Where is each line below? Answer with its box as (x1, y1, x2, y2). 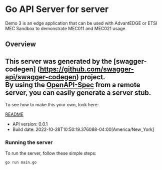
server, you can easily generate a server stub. (5, 88, 151, 97)
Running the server (5, 139, 53, 146)
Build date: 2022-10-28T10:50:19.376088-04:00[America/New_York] (12, 126, 154, 132)
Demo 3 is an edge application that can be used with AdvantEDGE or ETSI (5, 20, 157, 26)
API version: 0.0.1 (12, 121, 48, 127)
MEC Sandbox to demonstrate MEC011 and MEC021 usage (5, 25, 125, 31)
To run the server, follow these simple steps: (5, 150, 96, 156)
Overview (5, 40, 36, 49)
